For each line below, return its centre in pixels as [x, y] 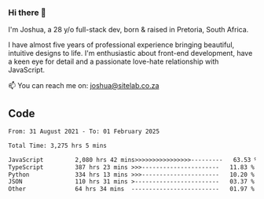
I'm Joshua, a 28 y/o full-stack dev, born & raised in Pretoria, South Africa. [128, 30]
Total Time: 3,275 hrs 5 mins [58, 146]
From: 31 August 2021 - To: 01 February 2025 [84, 132]
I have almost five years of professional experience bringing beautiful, [121, 45]
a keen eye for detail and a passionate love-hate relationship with [114, 61]
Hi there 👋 [27, 13]
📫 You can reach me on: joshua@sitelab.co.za [84, 86]
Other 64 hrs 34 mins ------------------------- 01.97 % [132, 189]
